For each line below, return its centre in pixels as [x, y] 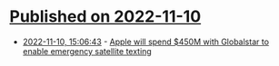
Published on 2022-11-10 [105, 17]
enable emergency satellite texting [87, 51]
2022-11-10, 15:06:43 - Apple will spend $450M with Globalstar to [146, 42]
